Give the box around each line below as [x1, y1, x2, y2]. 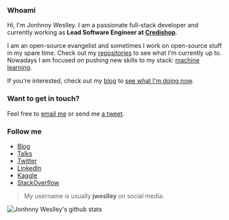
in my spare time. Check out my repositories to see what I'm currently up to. [7, 49, 221, 57]
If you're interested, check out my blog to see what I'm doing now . [7, 77, 194, 85]
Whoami [7, 5, 36, 15]
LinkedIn [16, 164, 42, 172]
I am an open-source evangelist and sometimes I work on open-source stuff [7, 42, 222, 50]
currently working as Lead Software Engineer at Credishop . [7, 28, 178, 36]
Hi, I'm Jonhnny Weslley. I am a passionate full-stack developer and [7, 21, 199, 29]
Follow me [7, 126, 43, 136]
